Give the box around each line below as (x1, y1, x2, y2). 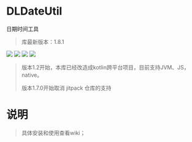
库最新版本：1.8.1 (21, 38, 64, 45)
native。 (21, 71, 43, 79)
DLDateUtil (6, 4, 63, 18)
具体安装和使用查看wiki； (21, 129, 86, 137)
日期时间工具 (6, 25, 39, 32)
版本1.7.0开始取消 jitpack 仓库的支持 (21, 84, 112, 91)
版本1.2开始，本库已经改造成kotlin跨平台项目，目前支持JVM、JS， (21, 63, 190, 71)
